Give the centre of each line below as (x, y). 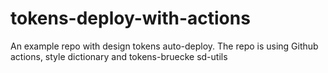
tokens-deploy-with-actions (130, 18)
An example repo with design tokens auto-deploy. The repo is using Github (164, 46)
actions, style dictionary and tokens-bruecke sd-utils (119, 56)
